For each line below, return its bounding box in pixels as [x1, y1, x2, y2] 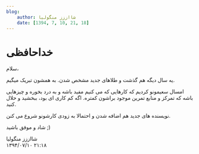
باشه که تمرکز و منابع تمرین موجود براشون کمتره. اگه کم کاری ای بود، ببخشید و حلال [6, 95, 194, 102]
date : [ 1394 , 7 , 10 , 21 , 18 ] [17, 20, 89, 26]
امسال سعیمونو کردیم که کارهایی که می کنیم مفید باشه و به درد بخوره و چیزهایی [6, 88, 185, 95]
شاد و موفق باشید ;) [6, 124, 51, 131]
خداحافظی [6, 45, 54, 59]
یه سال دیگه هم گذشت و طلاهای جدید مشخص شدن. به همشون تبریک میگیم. [6, 77, 175, 84]
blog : [6, 8, 20, 15]
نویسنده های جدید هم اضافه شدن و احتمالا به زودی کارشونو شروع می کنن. [6, 112, 171, 120]
